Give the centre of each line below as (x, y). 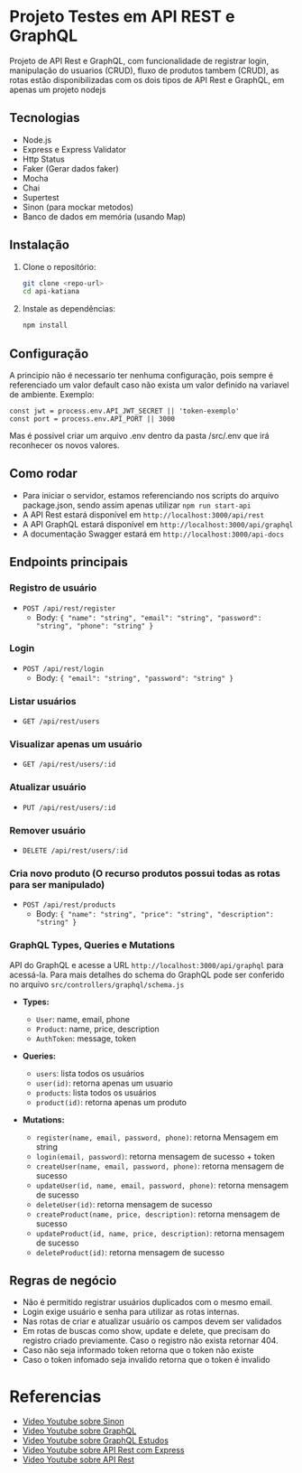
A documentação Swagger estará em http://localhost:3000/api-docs (153, 534)
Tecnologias (45, 118)
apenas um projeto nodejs (58, 89)
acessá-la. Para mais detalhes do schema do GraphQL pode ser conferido (147, 974)
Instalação (40, 245)
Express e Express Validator (74, 149)
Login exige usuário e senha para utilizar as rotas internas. (131, 1312)
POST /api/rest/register (69, 608)
